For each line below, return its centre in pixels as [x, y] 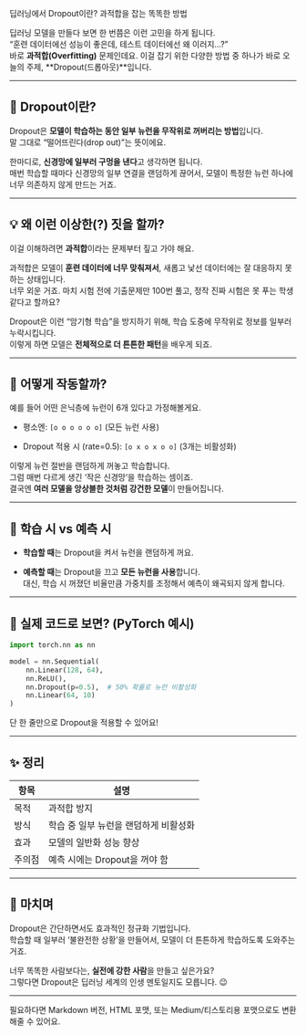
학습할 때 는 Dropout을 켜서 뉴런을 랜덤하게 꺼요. [108, 553]
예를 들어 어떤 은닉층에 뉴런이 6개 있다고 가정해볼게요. [106, 408]
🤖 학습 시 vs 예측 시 [61, 529]
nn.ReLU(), [46, 678]
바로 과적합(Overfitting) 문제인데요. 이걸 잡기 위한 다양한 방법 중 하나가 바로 [145, 56]
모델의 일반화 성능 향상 [94, 842]
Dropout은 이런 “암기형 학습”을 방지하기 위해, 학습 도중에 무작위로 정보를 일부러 [151, 321]
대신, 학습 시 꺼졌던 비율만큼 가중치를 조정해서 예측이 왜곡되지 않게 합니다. [153, 583]
